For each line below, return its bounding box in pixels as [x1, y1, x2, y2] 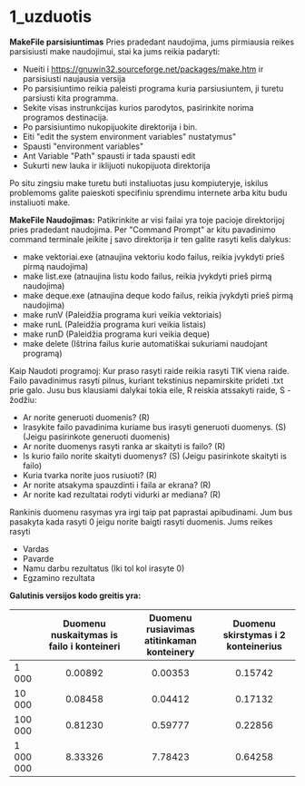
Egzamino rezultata [22, 572, 95, 583]
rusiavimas [145, 623, 195, 635]
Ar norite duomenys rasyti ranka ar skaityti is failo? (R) [22, 440, 226, 451]
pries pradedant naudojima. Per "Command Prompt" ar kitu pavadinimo [9, 224, 276, 235]
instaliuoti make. [9, 197, 71, 208]
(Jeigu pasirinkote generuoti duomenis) [22, 431, 171, 442]
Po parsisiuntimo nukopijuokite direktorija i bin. [22, 121, 198, 133]
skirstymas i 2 [222, 628, 286, 641]
